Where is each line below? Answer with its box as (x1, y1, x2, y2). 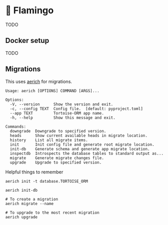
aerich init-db (5, 188, 38, 193)
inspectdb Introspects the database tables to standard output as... (10, 151, 164, 156)
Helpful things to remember (5, 169, 64, 175)
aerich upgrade (5, 214, 38, 219)
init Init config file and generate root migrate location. (10, 142, 155, 147)
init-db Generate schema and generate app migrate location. (10, 146, 150, 151)
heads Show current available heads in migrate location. (10, 133, 148, 138)
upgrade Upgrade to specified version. (10, 160, 102, 165)
